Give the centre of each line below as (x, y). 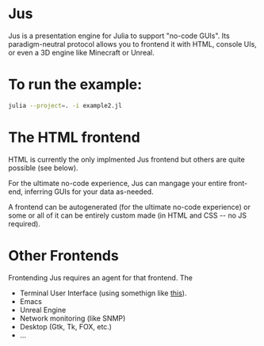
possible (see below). (43, 168)
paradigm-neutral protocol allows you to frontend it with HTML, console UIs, (133, 44)
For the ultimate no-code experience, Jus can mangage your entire (118, 183)
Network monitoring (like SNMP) (73, 318)
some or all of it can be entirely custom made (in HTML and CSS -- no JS (128, 215)
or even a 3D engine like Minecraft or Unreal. (81, 52)
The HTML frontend (74, 137)
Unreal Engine (43, 310)
